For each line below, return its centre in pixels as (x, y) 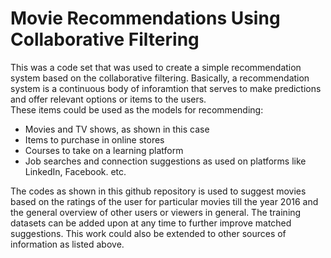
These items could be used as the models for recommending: (137, 109)
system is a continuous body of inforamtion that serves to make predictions (166, 88)
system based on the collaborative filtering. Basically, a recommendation (160, 78)
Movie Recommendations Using (145, 18)
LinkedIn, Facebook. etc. (75, 171)
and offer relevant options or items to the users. (108, 99)
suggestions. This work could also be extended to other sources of (148, 233)
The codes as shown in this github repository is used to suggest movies (158, 191)
